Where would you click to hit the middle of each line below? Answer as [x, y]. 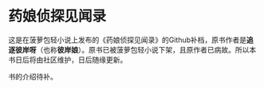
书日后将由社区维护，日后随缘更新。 [68, 60]
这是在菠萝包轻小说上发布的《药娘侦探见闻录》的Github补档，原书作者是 [128, 40]
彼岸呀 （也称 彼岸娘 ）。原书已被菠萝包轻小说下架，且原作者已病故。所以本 [136, 49]
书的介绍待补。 [33, 76]
